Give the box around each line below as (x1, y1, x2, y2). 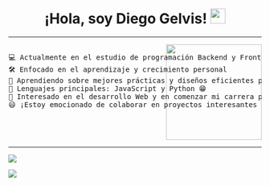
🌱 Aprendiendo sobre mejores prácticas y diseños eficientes (8, 76, 255, 85)
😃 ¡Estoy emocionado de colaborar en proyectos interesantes (8, 100, 258, 109)
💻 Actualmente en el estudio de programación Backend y (8, 52, 236, 62)
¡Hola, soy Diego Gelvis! (43, 10, 207, 28)
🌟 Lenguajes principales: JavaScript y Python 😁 (8, 84, 207, 93)
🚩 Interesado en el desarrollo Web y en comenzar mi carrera (8, 92, 255, 101)
